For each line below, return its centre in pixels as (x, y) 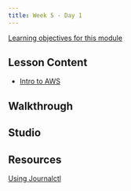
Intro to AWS (40, 81)
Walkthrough (40, 106)
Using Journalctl (35, 178)
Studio (25, 133)
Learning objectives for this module (65, 38)
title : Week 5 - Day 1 (45, 15)
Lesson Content (48, 62)
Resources (35, 159)
